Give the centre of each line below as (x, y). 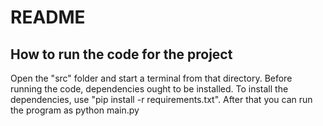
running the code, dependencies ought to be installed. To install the (149, 89)
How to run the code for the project (121, 54)
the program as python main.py (75, 110)
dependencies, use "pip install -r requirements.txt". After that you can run (161, 99)
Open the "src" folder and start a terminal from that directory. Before (151, 78)
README (48, 17)
